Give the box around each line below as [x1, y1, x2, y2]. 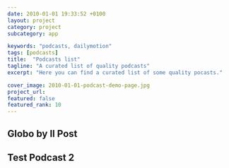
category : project [7, 23, 61, 30]
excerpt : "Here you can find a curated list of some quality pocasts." [7, 68, 223, 76]
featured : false [7, 95, 55, 102]
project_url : [7, 88, 46, 95]
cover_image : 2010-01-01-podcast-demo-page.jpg [7, 82, 151, 89]
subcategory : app [7, 30, 59, 37]
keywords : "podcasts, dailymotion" [7, 43, 112, 50]
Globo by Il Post [7, 128, 78, 140]
